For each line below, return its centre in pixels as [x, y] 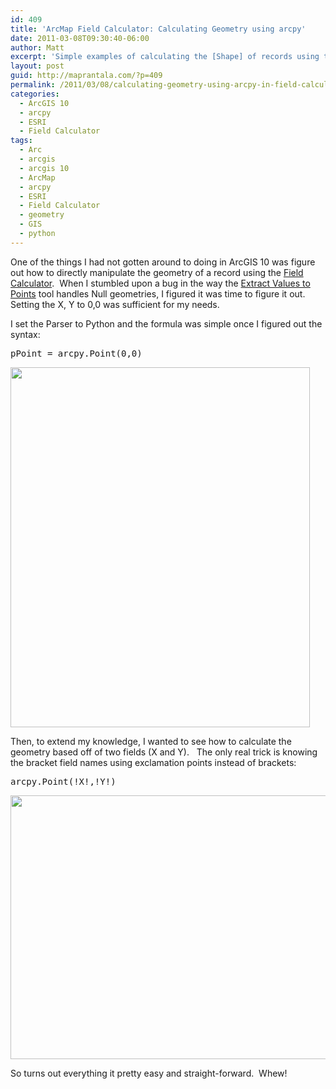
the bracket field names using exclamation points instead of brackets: [153, 762]
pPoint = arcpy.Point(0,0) [76, 353]
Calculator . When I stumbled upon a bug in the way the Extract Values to [160, 283]
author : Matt [37, 47]
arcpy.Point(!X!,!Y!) [63, 781]
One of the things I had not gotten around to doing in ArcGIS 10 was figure [163, 262]
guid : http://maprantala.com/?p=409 [86, 76]
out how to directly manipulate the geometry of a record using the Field [157, 272]
